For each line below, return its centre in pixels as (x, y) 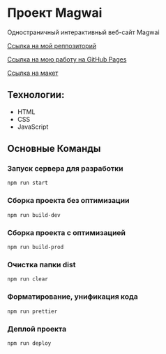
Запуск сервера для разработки (65, 169)
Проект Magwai (55, 13)
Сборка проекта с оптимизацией (67, 232)
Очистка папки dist (41, 264)
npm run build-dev (34, 215)
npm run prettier (32, 311)
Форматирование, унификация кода (73, 297)
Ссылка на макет (33, 73)
